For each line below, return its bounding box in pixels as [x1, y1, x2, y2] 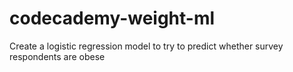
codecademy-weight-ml [9, 7, 216, 30]
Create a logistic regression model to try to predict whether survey [9, 40, 284, 52]
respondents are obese [9, 50, 106, 62]
